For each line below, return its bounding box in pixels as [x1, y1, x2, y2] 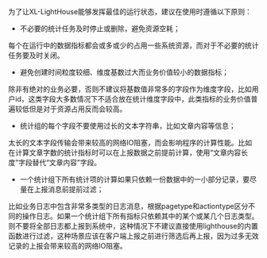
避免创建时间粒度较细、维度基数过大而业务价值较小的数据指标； [19, 67, 229, 77]
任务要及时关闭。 [8, 51, 64, 60]
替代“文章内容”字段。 [32, 158, 102, 167]
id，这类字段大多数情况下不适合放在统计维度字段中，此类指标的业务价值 [14, 94, 251, 103]
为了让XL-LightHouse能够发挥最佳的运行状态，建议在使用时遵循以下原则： [8, 7, 253, 16]
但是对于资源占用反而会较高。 [29, 104, 127, 114]
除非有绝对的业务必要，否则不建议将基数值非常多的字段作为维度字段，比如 [8, 84, 252, 94]
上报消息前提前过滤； [33, 185, 104, 194]
